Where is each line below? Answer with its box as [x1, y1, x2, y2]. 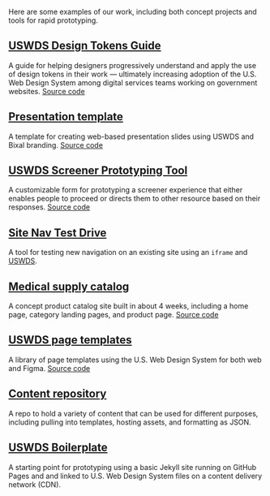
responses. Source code [8, 202, 91, 212]
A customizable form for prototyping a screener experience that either [8, 185, 243, 195]
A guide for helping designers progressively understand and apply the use [8, 60, 257, 70]
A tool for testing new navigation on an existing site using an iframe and [8, 248, 248, 257]
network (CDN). [8, 479, 62, 490]
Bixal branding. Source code [8, 140, 104, 149]
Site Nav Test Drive [8, 226, 107, 239]
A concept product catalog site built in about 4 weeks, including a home [8, 301, 249, 311]
